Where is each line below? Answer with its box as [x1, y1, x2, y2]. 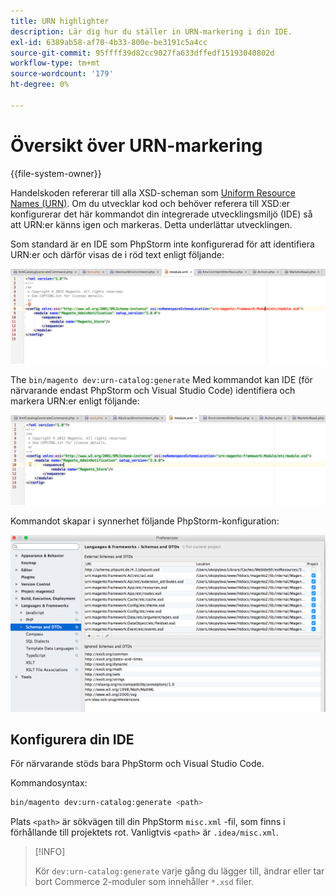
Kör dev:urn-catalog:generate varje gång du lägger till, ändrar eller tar [34, 865, 325, 877]
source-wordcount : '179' [10, 69, 114, 79]
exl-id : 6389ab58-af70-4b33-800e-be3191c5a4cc [10, 37, 208, 47]
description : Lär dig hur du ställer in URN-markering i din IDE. [10, 26, 293, 37]
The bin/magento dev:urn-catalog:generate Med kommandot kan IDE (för [10, 374, 313, 386]
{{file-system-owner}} [10, 167, 102, 179]
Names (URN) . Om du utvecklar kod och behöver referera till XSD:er [10, 197, 291, 209]
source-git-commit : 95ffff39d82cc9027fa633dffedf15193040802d [10, 48, 275, 58]
